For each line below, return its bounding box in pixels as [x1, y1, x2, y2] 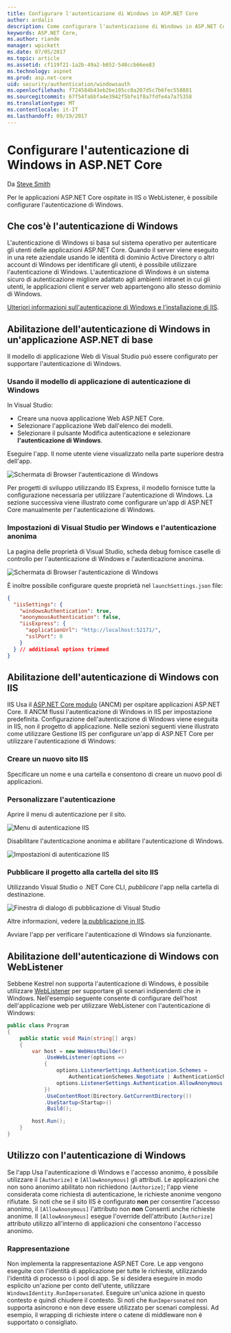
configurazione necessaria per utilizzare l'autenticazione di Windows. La [7, 491, 213, 500]
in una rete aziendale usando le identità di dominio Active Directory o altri [7, 253, 214, 262]
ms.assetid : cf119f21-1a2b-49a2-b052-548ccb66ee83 [7, 61, 155, 68]
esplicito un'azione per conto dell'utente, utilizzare [7, 1281, 150, 1290]
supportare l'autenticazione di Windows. [7, 360, 122, 368]
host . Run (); [32, 1118, 67, 1125]
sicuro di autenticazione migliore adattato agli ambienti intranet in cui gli [7, 275, 211, 283]
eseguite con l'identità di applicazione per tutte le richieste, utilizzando [7, 1267, 208, 1275]
